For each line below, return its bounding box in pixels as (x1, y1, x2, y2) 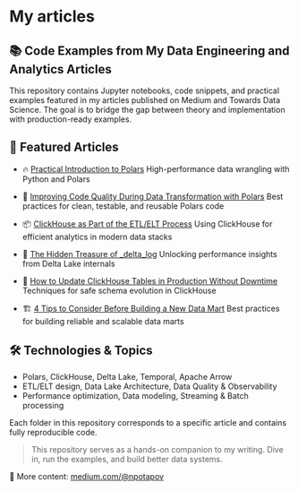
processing (21, 400, 64, 410)
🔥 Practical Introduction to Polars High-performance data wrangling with (21, 163, 290, 174)
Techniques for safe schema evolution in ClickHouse (21, 285, 217, 296)
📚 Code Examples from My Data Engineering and (9, 43, 290, 58)
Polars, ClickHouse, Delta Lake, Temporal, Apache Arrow (21, 371, 233, 382)
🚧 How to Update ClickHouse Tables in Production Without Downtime (21, 275, 278, 286)
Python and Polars (21, 173, 91, 185)
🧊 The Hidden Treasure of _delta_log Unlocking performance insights (21, 248, 277, 259)
